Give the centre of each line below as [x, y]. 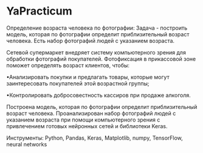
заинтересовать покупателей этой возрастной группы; [78, 83]
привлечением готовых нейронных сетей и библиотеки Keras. [87, 126]
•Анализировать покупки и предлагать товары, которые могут [88, 77]
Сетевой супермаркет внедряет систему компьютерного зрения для [96, 52]
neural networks [27, 144]
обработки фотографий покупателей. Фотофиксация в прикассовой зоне [101, 59]
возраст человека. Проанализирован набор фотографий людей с [91, 113]
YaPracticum [40, 11]
